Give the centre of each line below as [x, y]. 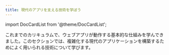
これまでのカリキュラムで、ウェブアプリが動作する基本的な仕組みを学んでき [84, 35]
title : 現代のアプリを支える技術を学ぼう [43, 10]
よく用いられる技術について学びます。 [53, 47]
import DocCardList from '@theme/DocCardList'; [56, 24]
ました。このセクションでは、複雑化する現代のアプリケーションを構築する [82, 41]
